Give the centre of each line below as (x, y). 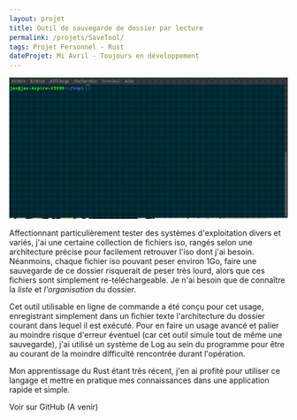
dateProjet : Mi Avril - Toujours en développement (104, 56)
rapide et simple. (40, 389)
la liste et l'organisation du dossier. (73, 289)
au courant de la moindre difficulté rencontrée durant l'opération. (127, 354)
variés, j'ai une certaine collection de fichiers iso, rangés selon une (131, 242)
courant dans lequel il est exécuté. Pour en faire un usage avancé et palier (144, 325)
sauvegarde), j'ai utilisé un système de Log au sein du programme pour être (147, 344)
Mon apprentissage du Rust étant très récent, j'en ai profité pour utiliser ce (145, 370)
